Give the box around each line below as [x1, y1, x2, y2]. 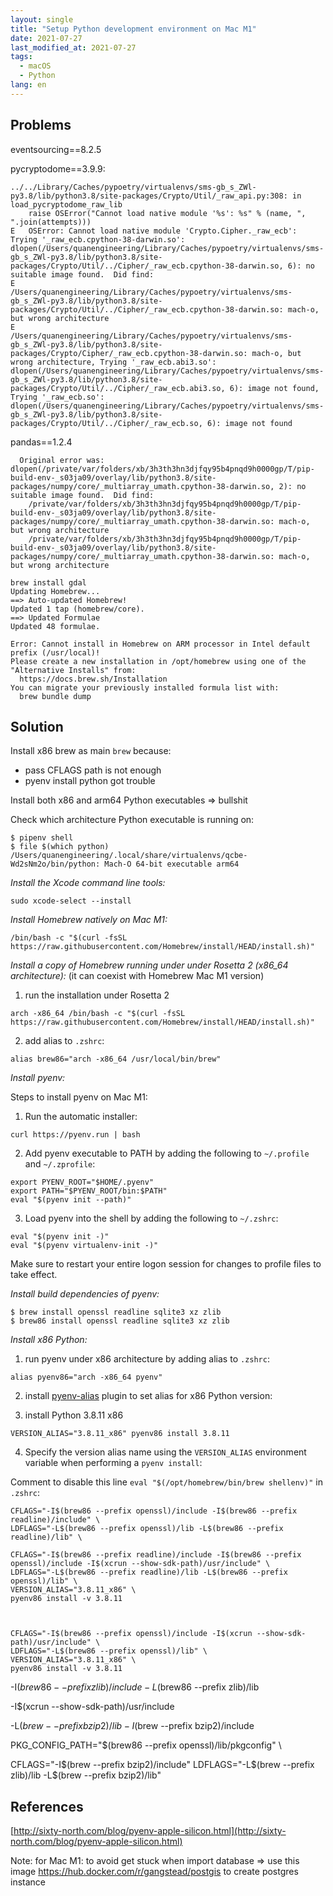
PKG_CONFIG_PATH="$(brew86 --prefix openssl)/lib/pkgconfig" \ [10, 1739, 282, 1751]
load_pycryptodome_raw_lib [10, 199, 123, 210]
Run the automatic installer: [24, 1111, 138, 1123]
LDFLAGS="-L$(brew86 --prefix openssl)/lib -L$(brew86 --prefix [10, 1524, 284, 1534]
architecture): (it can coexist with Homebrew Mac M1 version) [10, 970, 265, 982]
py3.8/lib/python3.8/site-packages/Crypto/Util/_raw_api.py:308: [10, 191, 288, 201]
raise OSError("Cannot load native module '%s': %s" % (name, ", [28, 208, 307, 218]
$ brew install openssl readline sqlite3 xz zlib [10, 1307, 222, 1318]
